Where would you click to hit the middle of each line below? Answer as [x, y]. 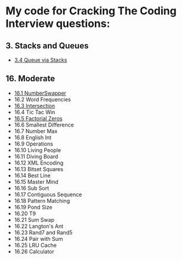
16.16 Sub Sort [32, 188]
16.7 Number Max [36, 131]
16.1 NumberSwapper [40, 93]
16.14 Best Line [33, 175]
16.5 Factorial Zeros [38, 118]
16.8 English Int [33, 137]
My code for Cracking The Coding [91, 11]
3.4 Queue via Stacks [41, 60]
